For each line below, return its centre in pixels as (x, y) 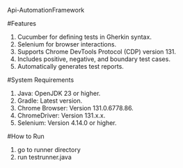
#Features (22, 23)
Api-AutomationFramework (46, 10)
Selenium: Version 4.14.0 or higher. (67, 123)
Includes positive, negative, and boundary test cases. (94, 59)
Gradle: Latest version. (50, 101)
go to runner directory (49, 150)
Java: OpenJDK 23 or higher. (59, 93)
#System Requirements (41, 80)
